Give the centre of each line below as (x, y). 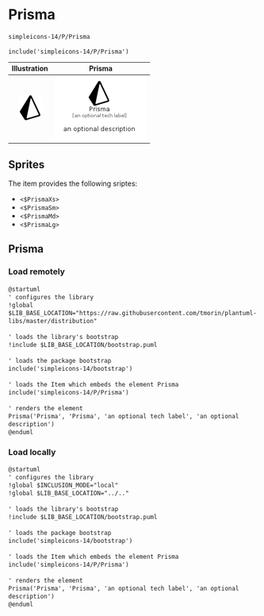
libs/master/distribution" (53, 321)
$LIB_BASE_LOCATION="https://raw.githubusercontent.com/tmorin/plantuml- (133, 313)
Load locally (32, 452)
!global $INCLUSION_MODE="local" (63, 485)
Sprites (27, 164)
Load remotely (37, 271)
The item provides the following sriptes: (73, 183)
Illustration (30, 68)
